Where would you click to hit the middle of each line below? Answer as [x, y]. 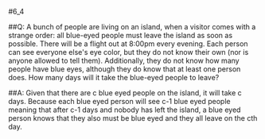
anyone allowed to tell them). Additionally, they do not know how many [124, 60]
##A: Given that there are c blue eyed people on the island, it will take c [125, 93]
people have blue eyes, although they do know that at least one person [125, 69]
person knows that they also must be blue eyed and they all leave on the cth [133, 118]
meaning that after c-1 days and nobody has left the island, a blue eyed [125, 110]
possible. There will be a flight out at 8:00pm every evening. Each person [128, 44]
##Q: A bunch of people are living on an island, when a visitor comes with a [132, 27]
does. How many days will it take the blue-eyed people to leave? [114, 77]
